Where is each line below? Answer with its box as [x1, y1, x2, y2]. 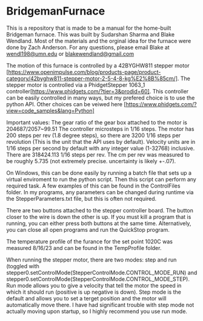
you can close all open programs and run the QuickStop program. [6, 226, 170, 233]
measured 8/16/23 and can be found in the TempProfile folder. [6, 244, 162, 251]
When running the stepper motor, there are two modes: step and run [6, 256, 177, 263]
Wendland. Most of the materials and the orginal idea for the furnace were [6, 37, 191, 44]
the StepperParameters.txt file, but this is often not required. [6, 195, 157, 202]
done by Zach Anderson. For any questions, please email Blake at [6, 44, 170, 51]
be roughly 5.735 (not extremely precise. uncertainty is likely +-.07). [6, 157, 176, 164]
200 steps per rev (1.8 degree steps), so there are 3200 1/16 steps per [6, 132, 181, 139]
